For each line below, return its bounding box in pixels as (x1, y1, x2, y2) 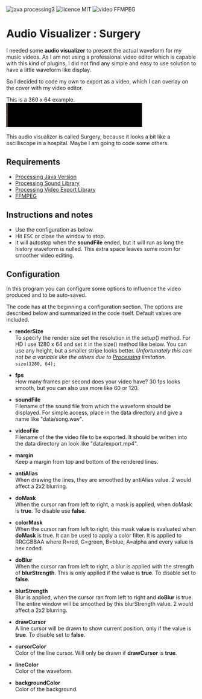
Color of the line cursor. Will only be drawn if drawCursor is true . (14, 649, 177, 657)
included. (6, 316, 30, 323)
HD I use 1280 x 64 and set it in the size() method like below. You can (14, 340, 187, 348)
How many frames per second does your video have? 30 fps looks (14, 378, 181, 385)
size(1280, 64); (14, 361, 56, 367)
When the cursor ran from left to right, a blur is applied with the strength (14, 563, 194, 570)
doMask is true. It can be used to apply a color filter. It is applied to (14, 532, 182, 539)
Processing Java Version (14, 173, 77, 180)
